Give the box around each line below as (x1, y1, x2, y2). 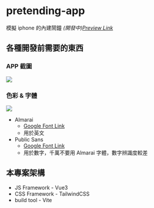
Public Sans (14, 136, 43, 143)
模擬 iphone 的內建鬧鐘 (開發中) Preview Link (6, 24, 113, 31)
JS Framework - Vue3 (14, 184, 68, 191)
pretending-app (6, 4, 85, 18)
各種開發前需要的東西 (6, 43, 83, 53)
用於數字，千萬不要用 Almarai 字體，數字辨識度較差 (23, 149, 148, 156)
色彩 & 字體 (6, 91, 38, 99)
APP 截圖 (6, 62, 32, 71)
